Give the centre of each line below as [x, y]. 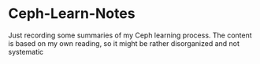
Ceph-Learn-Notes [72, 14]
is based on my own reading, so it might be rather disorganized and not [124, 43]
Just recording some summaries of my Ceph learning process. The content [130, 35]
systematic [26, 52]
